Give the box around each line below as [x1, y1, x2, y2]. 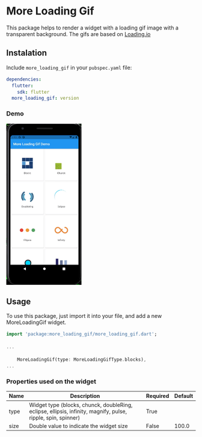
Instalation [6, 48, 47, 58]
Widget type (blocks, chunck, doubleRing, [29, 401, 133, 408]
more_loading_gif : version [11, 95, 79, 102]
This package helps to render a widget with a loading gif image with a [6, 24, 179, 31]
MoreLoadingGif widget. [6, 319, 67, 326]
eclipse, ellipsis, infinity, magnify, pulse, [29, 408, 127, 415]
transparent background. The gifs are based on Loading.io [6, 30, 151, 37]
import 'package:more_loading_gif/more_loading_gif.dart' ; [6, 331, 158, 337]
